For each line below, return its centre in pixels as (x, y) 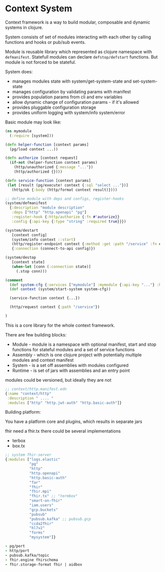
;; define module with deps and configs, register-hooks (65, 199)
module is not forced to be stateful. (41, 62)
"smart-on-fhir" (46, 501)
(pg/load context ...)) (34, 149)
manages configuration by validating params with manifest (71, 91)
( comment (14, 280)
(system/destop (21, 258)
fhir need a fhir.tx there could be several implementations (63, 431)
